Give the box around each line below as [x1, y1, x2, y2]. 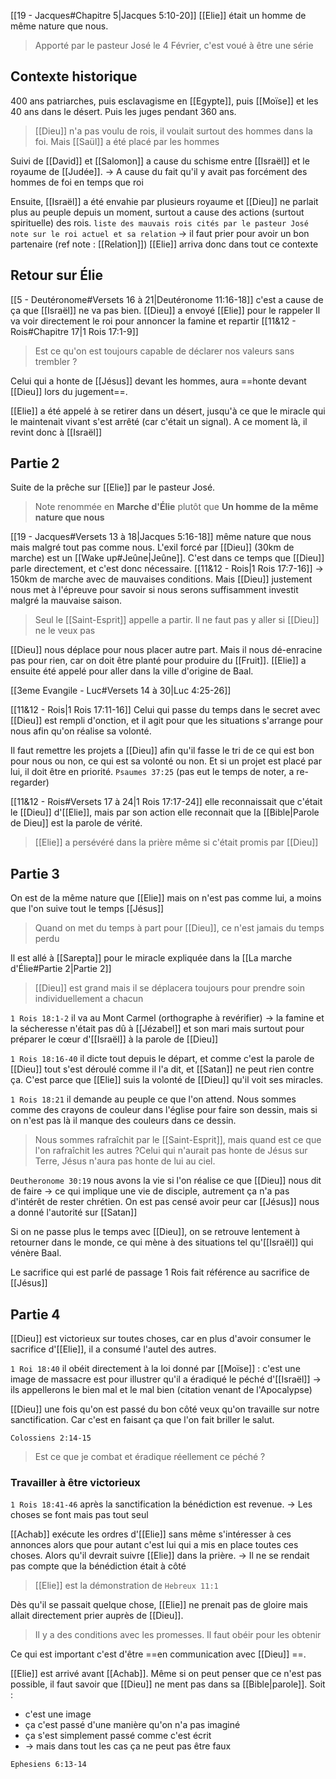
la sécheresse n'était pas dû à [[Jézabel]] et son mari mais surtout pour [10, 1023, 305, 1035]
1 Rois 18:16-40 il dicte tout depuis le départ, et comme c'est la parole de [10, 1053, 315, 1065]
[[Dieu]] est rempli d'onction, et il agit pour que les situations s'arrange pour [10, 715, 324, 727]
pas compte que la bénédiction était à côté [10, 1560, 187, 1572]
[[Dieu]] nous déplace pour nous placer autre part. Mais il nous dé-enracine [10, 644, 323, 656]
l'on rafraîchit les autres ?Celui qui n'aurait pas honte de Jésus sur [34, 1145, 308, 1157]
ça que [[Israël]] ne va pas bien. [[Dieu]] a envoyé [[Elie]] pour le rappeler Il [10, 304, 321, 316]
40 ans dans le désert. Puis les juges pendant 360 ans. [10, 105, 237, 117]
